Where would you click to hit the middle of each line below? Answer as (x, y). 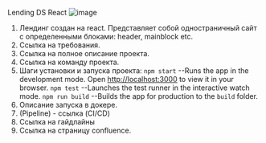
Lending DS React (37, 12)
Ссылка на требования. (60, 45)
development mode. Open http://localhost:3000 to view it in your (127, 79)
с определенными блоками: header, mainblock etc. (106, 37)
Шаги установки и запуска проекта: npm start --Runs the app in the (134, 71)
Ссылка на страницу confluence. (75, 130)
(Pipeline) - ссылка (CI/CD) (64, 113)
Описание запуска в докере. (68, 105)
